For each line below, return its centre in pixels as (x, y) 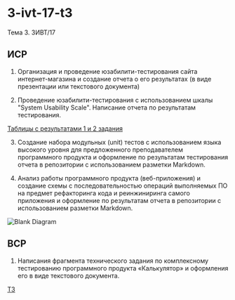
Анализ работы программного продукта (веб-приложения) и (109, 178)
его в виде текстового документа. (68, 275)
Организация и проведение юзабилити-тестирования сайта (107, 71)
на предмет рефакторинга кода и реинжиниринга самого (104, 193)
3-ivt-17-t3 (40, 13)
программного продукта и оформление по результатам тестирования (123, 157)
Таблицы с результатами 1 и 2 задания (65, 129)
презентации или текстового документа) (79, 86)
